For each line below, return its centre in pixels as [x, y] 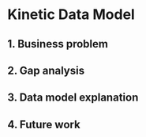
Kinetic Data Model [71, 15]
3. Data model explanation [73, 98]
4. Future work [44, 124]
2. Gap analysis [46, 70]
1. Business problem [58, 44]
